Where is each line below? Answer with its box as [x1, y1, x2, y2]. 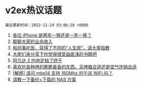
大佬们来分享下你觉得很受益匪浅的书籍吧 [12, 51, 97, 57]
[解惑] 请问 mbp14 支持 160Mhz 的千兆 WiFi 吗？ [12, 70, 113, 76]
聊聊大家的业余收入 [12, 38, 53, 45]
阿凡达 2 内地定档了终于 [12, 57, 63, 63]
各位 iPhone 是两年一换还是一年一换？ [12, 32, 92, 38]
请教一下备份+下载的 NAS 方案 [12, 76, 77, 82]
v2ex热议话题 [5, 5, 62, 16]
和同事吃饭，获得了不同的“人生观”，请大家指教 [12, 45, 110, 51]
